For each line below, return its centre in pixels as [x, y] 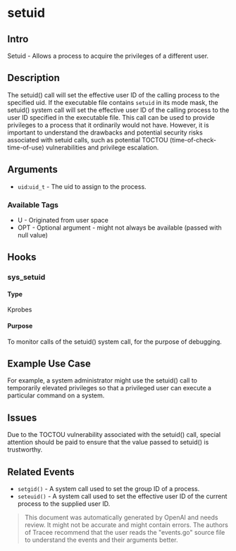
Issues [22, 417]
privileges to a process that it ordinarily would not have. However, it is [108, 125]
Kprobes [20, 310]
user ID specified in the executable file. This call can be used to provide [111, 117]
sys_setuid [26, 278]
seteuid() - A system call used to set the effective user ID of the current [122, 496]
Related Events [41, 472]
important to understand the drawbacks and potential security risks [105, 132]
